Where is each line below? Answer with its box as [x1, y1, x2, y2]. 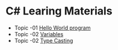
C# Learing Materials [5, 4, 113, 18]
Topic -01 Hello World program [14, 24, 91, 31]
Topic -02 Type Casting [14, 37, 73, 44]
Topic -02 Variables [14, 30, 64, 37]
